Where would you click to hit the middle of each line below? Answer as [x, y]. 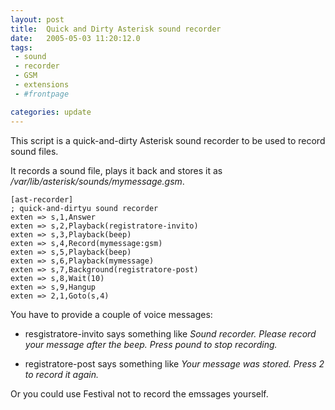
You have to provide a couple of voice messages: [111, 314]
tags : [21, 47]
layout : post [37, 19]
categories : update [51, 112]
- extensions [42, 85]
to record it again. [62, 374]
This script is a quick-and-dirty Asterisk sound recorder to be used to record [168, 140]
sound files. [34, 151]
